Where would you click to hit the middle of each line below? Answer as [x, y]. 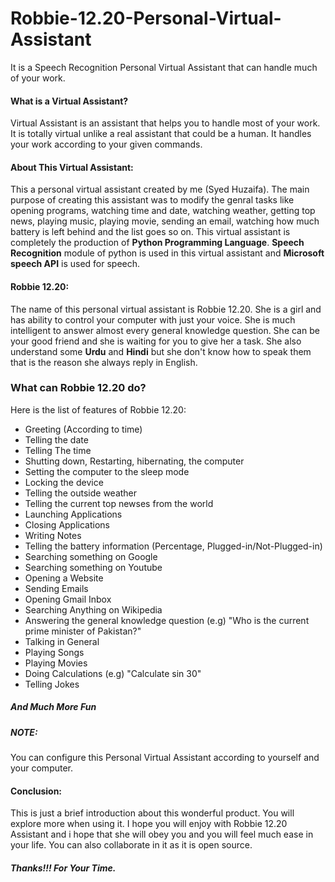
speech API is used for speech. [75, 264]
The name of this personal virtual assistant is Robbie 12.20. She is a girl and [166, 309]
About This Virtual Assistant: [72, 167]
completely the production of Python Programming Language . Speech [157, 243]
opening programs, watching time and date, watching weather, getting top [163, 211]
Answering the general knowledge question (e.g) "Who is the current [167, 620]
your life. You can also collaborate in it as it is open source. [131, 845]
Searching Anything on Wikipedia [93, 609]
